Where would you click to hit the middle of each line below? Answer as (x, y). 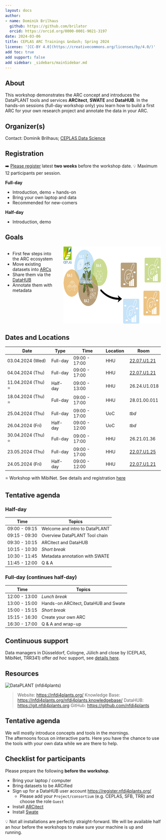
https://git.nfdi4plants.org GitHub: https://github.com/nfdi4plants (83, 706)
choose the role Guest (42, 801)
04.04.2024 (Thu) (26, 372)
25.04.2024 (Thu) (26, 413)
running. (14, 832)
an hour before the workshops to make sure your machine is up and (74, 827)
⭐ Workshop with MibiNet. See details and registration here (65, 478)
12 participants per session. (33, 173)
